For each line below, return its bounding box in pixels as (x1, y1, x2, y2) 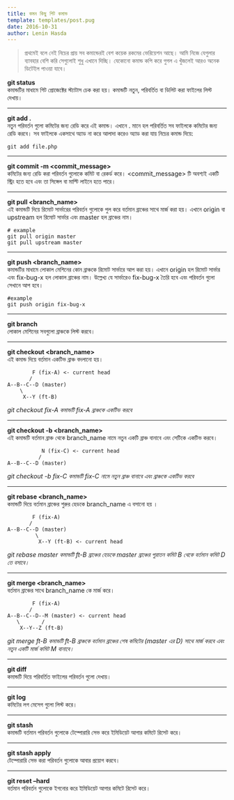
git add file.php (7, 144, 58, 151)
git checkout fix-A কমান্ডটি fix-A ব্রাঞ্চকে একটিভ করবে (7, 406, 132, 414)
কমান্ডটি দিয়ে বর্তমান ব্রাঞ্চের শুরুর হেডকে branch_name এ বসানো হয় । (7, 500, 158, 508)
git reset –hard (7, 777, 50, 785)
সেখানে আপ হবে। (7, 281, 44, 289)
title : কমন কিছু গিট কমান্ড (7, 10, 68, 17)
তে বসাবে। (7, 559, 30, 567)
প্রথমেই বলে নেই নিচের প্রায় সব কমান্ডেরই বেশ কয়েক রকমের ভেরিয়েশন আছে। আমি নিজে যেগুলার (24, 49, 215, 57)
